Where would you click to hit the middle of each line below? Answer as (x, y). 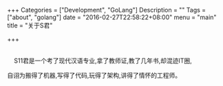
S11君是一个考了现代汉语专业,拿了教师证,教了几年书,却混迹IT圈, (103, 61)
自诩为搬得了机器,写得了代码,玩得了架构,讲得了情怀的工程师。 (94, 75)
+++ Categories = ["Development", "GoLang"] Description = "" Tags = (107, 10)
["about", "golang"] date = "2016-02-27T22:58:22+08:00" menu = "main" (112, 17)
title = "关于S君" (30, 25)
